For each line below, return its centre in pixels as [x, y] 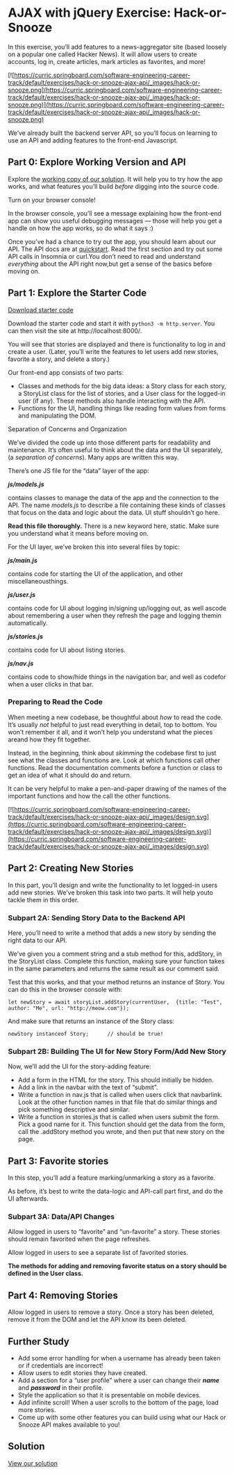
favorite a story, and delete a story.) [59, 359]
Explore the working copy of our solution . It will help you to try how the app [115, 179]
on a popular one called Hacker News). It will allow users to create [102, 54]
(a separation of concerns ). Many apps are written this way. [93, 457]
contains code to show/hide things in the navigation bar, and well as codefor [117, 677]
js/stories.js [26, 636]
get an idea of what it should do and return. [70, 775]
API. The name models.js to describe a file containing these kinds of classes [117, 505]
